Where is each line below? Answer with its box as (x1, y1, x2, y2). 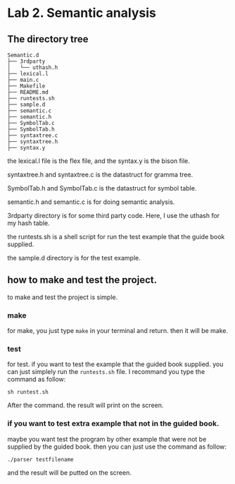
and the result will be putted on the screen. (7, 468, 132, 477)
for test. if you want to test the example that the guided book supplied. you (7, 360, 224, 368)
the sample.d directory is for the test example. (7, 254, 141, 262)
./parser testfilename (7, 456, 74, 463)
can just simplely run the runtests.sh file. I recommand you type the (7, 368, 205, 376)
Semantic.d (7, 52, 39, 59)
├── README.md (7, 89, 49, 96)
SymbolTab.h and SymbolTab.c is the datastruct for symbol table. (7, 184, 197, 192)
